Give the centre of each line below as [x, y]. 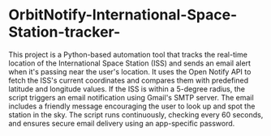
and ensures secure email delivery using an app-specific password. [122, 123]
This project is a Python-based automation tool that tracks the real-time [128, 54]
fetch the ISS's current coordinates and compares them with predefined [129, 80]
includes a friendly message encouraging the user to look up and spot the [132, 106]
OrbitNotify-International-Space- [123, 15]
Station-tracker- [65, 32]
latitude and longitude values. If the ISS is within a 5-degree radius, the [127, 89]
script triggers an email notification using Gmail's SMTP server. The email [131, 97]
